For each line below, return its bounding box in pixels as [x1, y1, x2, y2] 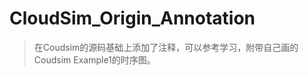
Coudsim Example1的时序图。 [33, 53, 156, 66]
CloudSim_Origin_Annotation [9, 7, 256, 30]
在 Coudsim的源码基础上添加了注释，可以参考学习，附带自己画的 [33, 41, 299, 53]
